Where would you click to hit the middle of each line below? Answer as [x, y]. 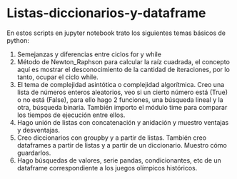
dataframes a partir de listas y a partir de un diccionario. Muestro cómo [122, 145]
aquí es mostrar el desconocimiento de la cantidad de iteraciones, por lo [123, 69]
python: [18, 40]
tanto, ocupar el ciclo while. [58, 77]
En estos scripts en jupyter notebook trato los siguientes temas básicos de [116, 33]
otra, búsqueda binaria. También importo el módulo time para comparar [122, 107]
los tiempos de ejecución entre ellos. [71, 115]
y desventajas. [38, 130]
